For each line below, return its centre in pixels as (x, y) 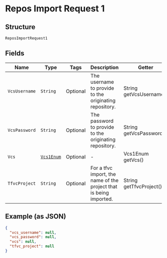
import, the (103, 174)
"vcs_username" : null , (33, 232)
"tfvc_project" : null (32, 246)
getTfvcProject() (143, 186)
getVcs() (134, 160)
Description (104, 67)
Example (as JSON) (36, 217)
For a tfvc (101, 168)
